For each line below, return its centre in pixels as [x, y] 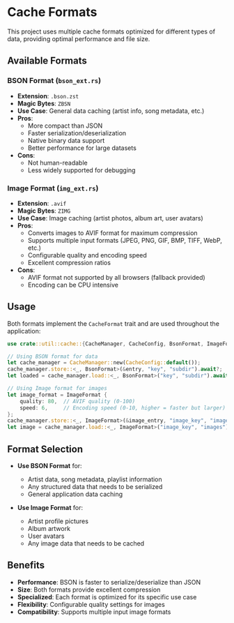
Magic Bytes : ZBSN [44, 103]
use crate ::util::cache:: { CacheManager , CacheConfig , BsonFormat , [106, 344]
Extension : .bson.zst [48, 96]
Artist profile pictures [58, 521]
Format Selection [45, 449]
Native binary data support [66, 140]
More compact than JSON [65, 126]
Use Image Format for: [50, 508]
